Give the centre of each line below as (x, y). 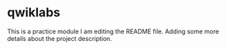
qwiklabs (34, 13)
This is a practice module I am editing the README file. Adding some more (113, 31)
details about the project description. (60, 38)
